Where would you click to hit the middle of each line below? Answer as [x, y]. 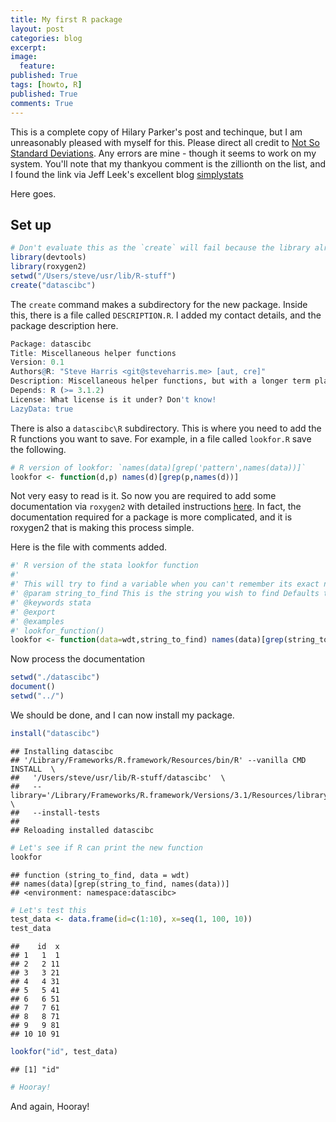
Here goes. [33, 193]
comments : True [42, 103]
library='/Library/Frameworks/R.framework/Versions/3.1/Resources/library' [171, 795]
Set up [31, 224]
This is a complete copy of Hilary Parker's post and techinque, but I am [156, 132]
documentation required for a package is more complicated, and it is [151, 517]
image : [24, 57]
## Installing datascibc [62, 751]
